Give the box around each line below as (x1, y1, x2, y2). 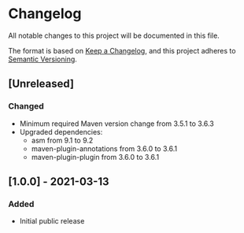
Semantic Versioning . (8, 54, 77, 64)
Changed (8, 101, 45, 112)
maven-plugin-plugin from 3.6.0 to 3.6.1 (31, 152, 160, 161)
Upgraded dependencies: (19, 127, 103, 136)
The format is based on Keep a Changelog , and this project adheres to (8, 46, 236, 55)
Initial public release (19, 216, 85, 226)
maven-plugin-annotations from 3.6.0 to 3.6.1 (31, 143, 178, 153)
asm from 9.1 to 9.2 (31, 135, 94, 145)
